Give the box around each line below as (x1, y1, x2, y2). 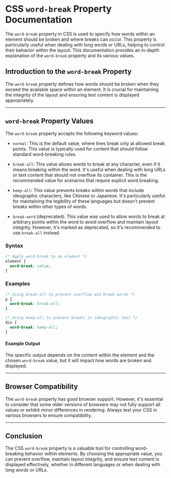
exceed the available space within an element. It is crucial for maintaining (5, 86, 159, 92)
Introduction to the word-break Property (5, 67, 132, 76)
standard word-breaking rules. (12, 151, 77, 157)
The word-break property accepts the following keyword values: (5, 130, 139, 136)
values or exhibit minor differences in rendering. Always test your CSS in (5, 407, 157, 413)
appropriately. (5, 97, 35, 103)
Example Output (5, 341, 41, 347)
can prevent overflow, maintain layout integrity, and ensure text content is (5, 456, 159, 462)
